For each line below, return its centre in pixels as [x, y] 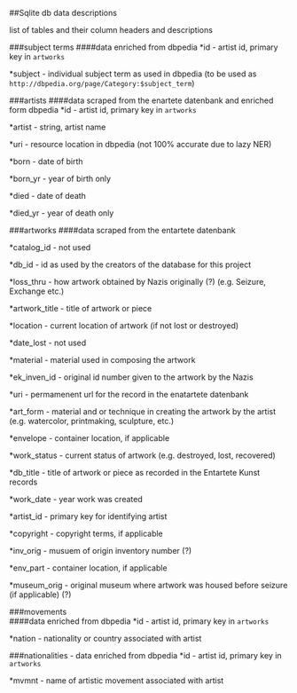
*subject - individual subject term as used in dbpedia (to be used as [133, 74]
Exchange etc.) [37, 291]
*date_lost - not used [48, 343]
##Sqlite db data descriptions [63, 13]
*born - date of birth [46, 161]
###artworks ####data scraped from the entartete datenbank [123, 230]
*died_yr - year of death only [62, 213]
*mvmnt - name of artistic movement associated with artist [117, 681]
